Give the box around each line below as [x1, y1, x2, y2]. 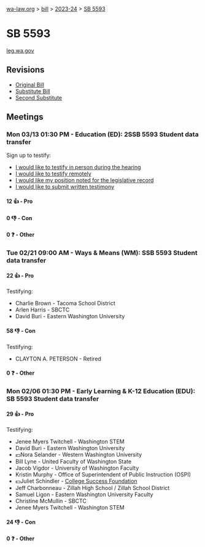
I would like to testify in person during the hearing [15, 164, 141, 171]
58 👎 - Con [6, 327, 36, 334]
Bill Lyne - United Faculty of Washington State [15, 458, 132, 465]
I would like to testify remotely [15, 170, 92, 177]
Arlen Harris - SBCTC [15, 306, 70, 313]
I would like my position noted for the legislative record [15, 177, 154, 184]
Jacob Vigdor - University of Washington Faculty [15, 464, 139, 472]
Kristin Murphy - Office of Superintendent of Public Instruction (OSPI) [15, 471, 191, 478]
